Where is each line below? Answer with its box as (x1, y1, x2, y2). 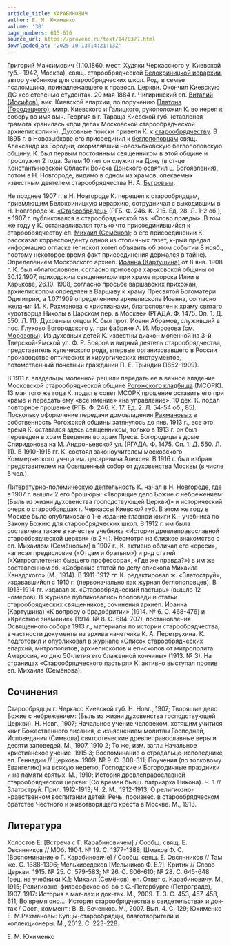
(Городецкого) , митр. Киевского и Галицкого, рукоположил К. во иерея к (7, 105, 223, 113)
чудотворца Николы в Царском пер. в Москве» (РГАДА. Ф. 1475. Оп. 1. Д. (7, 309, 223, 318)
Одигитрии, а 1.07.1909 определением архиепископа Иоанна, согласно (7, 295, 217, 302)
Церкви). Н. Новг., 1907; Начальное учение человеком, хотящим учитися (7, 719, 223, 727)
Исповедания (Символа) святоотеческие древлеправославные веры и (7, 733, 217, 742)
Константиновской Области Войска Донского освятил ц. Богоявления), (7, 164, 219, 172)
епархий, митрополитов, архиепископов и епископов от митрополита (7, 644, 214, 653)
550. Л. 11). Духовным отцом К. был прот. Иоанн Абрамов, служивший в (7, 317, 221, 325)
